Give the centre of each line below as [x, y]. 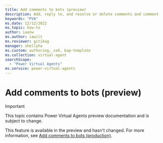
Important [15, 106]
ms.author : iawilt [24, 37]
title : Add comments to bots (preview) [46, 10]
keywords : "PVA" [22, 19]
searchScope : [18, 60]
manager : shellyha [24, 46]
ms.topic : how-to [23, 28]
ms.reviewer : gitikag [27, 41]
